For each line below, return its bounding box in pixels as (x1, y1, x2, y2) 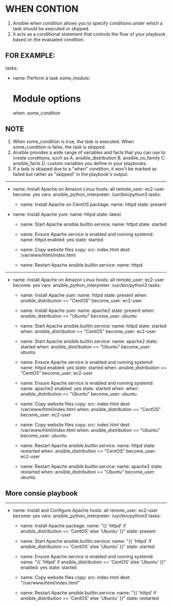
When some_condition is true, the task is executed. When (12, 138, 134, 144)
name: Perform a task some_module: (12, 75, 91, 81)
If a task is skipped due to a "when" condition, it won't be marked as (12, 165, 157, 172)
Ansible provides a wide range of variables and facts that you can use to (12, 149, 165, 155)
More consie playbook (5, 488, 78, 498)
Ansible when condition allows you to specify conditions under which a (12, 20, 163, 26)
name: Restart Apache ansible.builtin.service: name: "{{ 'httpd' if (20, 590, 157, 596)
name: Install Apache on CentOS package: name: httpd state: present (20, 201, 167, 207)
